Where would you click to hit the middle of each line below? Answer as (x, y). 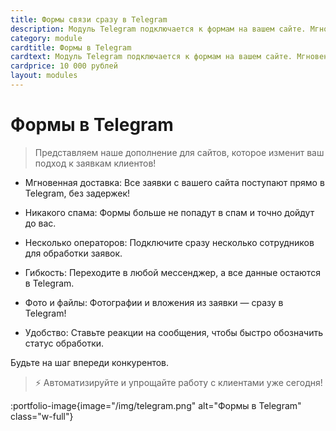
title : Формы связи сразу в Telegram (89, 19)
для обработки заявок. (73, 253)
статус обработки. (64, 343)
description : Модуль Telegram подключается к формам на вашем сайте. (158, 29)
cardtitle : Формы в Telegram (71, 47)
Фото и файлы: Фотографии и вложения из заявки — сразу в (154, 302)
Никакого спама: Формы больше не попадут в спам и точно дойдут (169, 212)
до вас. (40, 223)
